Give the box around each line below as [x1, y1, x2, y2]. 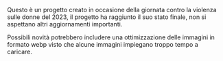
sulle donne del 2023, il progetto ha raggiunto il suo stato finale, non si [7, 13, 207, 21]
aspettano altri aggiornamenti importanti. [7, 20, 123, 28]
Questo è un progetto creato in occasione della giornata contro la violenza [7, 6, 218, 14]
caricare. [7, 47, 33, 56]
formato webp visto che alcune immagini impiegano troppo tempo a [7, 41, 199, 48]
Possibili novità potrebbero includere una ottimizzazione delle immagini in [7, 33, 215, 41]
